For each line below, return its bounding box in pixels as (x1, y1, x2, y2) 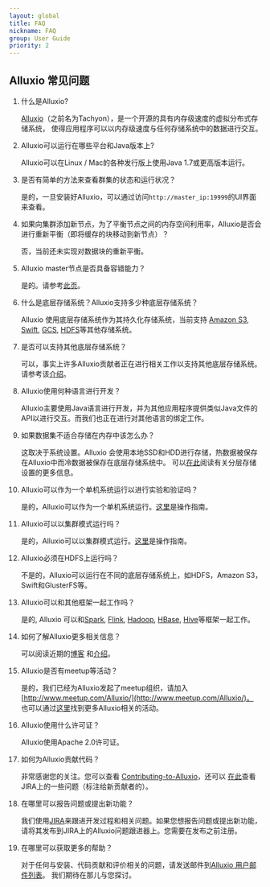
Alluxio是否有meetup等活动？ (20, 666, 118, 675)
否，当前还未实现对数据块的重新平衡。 (20, 246, 148, 256)
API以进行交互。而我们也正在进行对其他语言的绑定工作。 (20, 413, 209, 423)
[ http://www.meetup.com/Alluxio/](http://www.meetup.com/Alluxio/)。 (20, 693, 254, 703)
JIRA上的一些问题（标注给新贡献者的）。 (20, 782, 153, 791)
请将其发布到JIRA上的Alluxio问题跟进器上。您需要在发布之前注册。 (20, 826, 242, 835)
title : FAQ (9, 19, 46, 27)
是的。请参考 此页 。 (20, 280, 85, 290)
